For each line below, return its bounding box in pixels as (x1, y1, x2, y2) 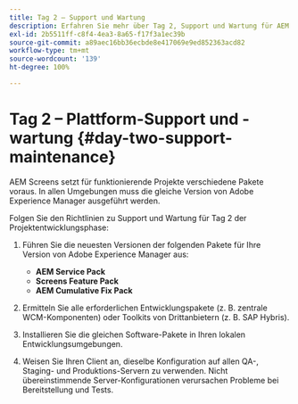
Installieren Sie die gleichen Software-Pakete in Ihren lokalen (21, 329, 246, 340)
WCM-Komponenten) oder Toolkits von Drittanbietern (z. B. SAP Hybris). (21, 311, 290, 322)
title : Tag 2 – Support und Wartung (9, 12, 145, 22)
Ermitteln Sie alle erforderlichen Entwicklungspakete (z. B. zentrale (21, 302, 268, 313)
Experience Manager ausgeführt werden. (9, 195, 161, 206)
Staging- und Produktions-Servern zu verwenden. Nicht (21, 365, 228, 375)
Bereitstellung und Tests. (21, 384, 114, 395)
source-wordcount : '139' (9, 54, 102, 63)
